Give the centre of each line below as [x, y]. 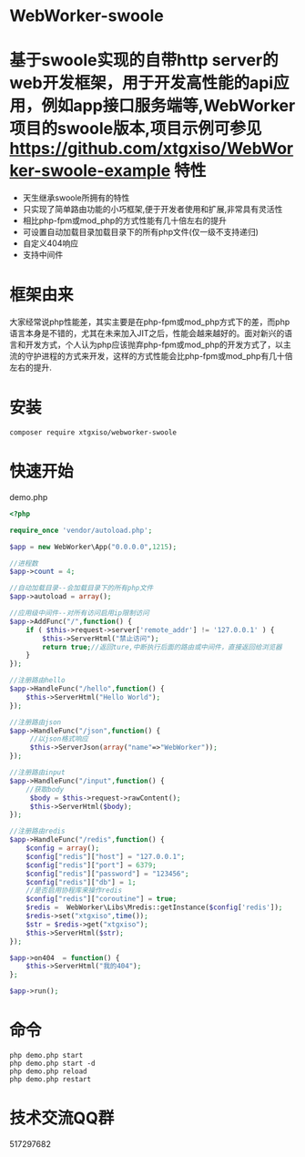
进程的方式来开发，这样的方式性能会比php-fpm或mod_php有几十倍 [167, 356]
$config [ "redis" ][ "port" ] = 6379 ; [91, 865]
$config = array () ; [63, 848]
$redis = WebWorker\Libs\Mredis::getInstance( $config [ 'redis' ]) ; [154, 907]
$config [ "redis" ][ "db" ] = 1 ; [81, 882]
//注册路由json [36, 722]
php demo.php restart [51, 1080]
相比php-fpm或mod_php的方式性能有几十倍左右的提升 [125, 220]
